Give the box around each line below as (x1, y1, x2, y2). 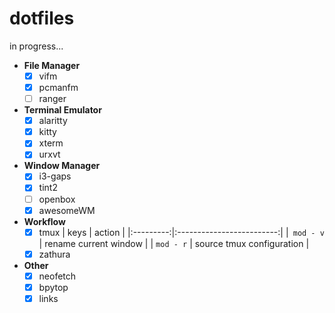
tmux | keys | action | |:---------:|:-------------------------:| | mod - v (38, 226, 325, 238)
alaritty (38, 115, 68, 127)
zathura (38, 248, 71, 260)
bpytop (38, 281, 69, 293)
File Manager (23, 59, 81, 71)
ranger (38, 93, 67, 105)
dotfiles (9, 7, 75, 30)
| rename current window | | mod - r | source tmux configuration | (38, 237, 310, 249)
